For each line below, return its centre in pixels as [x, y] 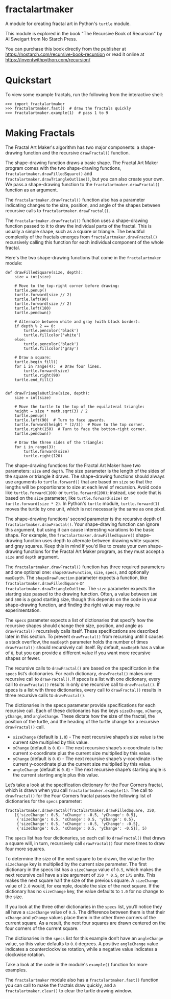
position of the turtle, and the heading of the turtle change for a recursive [82, 721]
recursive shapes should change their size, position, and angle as [74, 626]
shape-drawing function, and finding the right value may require [73, 605]
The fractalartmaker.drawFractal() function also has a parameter [75, 199]
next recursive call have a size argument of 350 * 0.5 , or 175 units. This [80, 875]
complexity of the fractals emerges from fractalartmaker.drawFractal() [81, 237]
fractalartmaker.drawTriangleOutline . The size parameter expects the [80, 588]
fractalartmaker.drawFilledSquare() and [49, 173]
